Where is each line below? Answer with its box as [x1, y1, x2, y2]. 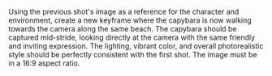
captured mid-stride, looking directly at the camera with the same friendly [8, 32, 256, 42]
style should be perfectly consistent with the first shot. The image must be [8, 50, 257, 59]
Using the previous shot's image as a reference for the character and [8, 7, 240, 16]
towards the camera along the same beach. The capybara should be [8, 24, 237, 33]
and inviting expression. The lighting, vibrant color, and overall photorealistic [8, 41, 264, 51]
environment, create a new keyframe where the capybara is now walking [8, 15, 252, 25]
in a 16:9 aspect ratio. [8, 58, 80, 68]
